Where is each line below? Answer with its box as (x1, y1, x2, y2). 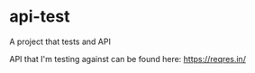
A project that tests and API (9, 36, 111, 47)
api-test (9, 6, 70, 27)
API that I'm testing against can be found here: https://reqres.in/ (9, 53, 246, 64)
